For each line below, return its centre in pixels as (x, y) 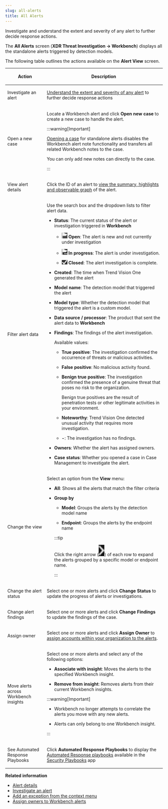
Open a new (20, 139)
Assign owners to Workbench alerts (49, 801)
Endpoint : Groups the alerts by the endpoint (107, 523)
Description (104, 76)
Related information (26, 776)
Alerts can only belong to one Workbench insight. (105, 724)
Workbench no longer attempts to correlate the (102, 709)
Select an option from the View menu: (86, 479)
